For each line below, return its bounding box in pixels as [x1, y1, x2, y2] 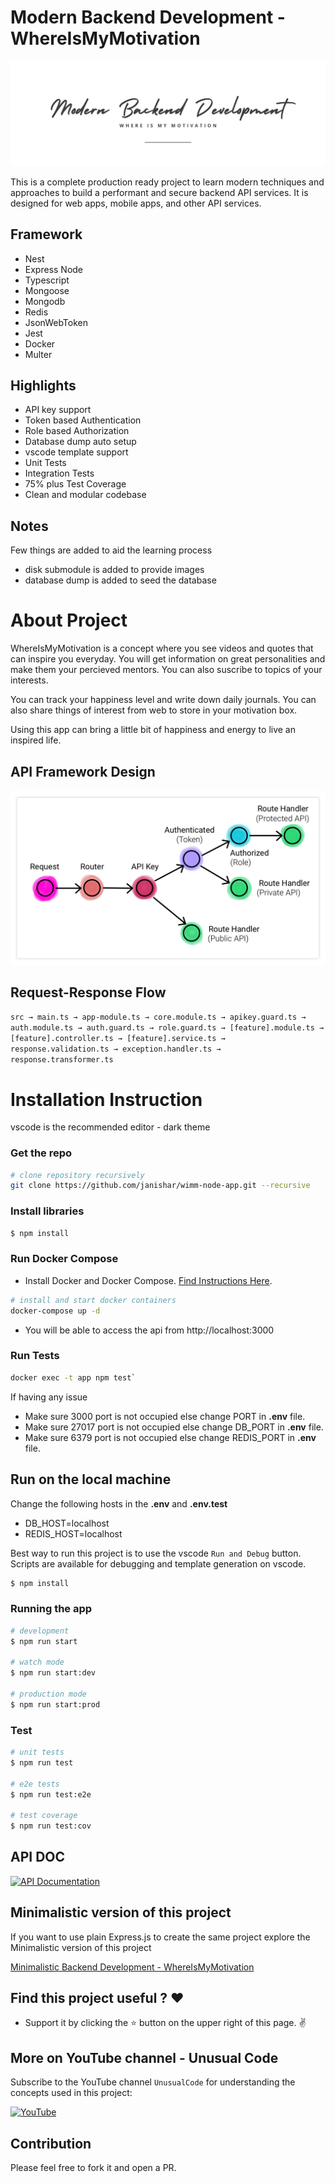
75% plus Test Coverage [24, 478, 127, 490]
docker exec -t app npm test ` [10, 1372, 137, 1383]
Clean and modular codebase [24, 489, 147, 501]
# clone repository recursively [10, 1170, 145, 1180]
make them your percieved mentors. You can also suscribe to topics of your [10, 664, 323, 676]
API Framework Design [10, 763, 156, 780]
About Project [10, 609, 128, 632]
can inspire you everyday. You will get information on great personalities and [10, 653, 326, 665]
